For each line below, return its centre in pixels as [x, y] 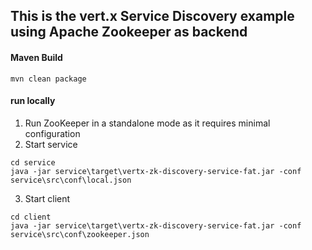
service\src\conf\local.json [71, 180]
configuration [52, 133]
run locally [33, 101]
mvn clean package [48, 79]
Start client [47, 198]
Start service [51, 144]
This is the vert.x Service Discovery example [152, 16]
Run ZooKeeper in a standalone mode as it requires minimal [147, 123]
